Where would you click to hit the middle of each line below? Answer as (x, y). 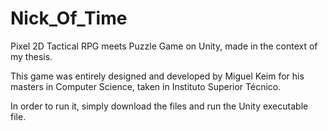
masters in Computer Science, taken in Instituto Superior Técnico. (146, 86)
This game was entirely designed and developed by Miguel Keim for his (157, 76)
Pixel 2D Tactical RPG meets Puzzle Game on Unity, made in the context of (164, 46)
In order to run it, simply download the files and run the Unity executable (159, 106)
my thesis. (31, 56)
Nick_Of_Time (69, 18)
